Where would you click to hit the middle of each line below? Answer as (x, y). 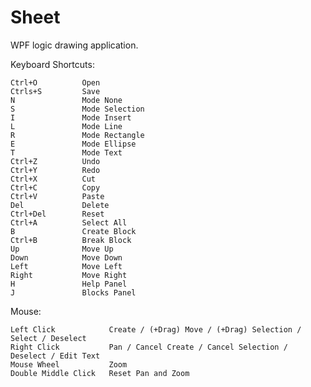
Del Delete (60, 205)
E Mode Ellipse (73, 144)
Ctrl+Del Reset (57, 214)
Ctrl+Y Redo (55, 170)
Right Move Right (69, 275)
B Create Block (73, 231)
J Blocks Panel (73, 292)
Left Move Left (66, 266)
